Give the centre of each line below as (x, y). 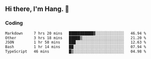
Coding (14, 23)
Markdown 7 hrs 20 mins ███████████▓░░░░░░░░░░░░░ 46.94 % (76, 33)
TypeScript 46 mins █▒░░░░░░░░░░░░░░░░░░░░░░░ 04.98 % (76, 52)
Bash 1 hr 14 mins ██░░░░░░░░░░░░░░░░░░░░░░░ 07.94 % (76, 47)
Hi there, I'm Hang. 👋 (37, 9)
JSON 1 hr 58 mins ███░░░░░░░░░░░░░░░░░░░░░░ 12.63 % (76, 42)
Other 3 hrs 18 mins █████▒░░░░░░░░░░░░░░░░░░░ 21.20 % (76, 38)
